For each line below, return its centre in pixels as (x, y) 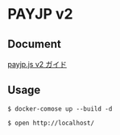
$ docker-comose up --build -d (60, 109)
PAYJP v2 (40, 14)
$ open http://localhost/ (51, 123)
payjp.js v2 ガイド (37, 64)
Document (34, 44)
